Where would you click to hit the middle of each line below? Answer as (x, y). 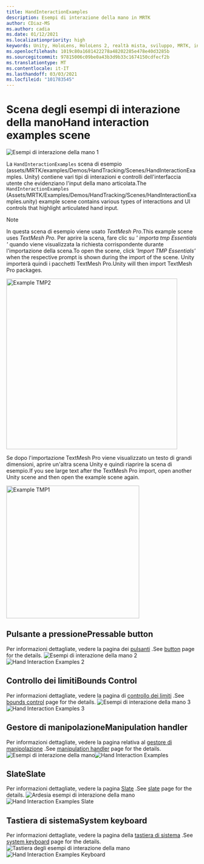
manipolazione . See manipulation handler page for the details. (84, 748)
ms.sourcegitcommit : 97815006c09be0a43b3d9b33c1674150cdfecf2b (88, 57)
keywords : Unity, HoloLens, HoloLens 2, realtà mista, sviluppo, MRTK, (99, 46)
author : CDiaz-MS (28, 23)
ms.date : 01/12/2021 (32, 35)
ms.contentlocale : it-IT (38, 68)
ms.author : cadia (28, 29)
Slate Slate (26, 774)
